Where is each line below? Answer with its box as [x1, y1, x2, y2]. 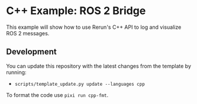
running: [6, 69, 27, 76]
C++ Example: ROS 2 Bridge [6, 4, 146, 18]
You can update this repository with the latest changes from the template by [6, 62, 191, 69]
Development [6, 47, 57, 57]
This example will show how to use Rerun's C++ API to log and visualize [6, 24, 182, 31]
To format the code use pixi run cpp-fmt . [6, 91, 108, 98]
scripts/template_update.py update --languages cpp [14, 81, 145, 87]
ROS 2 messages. [6, 29, 50, 36]
